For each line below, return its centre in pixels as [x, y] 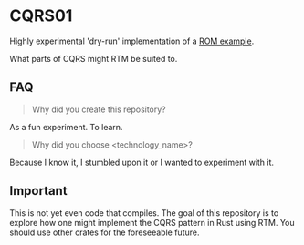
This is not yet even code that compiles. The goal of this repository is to [144, 213]
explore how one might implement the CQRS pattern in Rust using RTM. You [152, 222]
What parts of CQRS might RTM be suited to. [94, 58]
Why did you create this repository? [99, 109]
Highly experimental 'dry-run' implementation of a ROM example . [132, 41]
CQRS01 [41, 16]
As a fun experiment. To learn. [66, 127]
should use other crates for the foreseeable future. [105, 232]
